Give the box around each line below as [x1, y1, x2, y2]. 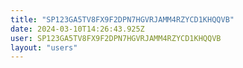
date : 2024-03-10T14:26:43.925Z [10, 24, 145, 34]
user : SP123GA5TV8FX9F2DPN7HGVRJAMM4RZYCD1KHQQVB [10, 33, 222, 43]
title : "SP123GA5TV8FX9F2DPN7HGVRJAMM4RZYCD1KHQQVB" [10, 14, 235, 25]
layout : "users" [10, 42, 78, 53]
